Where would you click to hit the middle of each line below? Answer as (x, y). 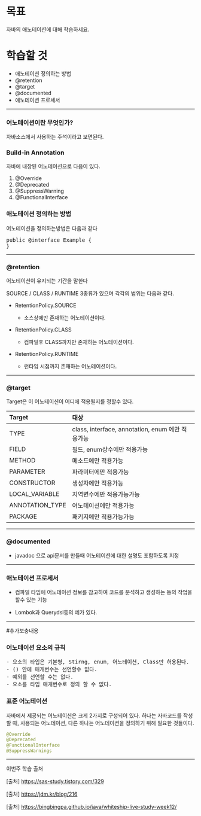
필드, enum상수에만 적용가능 (110, 450)
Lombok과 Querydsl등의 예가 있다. (56, 612)
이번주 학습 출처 (25, 769)
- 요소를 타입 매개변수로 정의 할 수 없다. (59, 684)
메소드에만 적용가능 (98, 461)
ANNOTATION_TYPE (38, 506)
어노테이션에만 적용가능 (103, 506)
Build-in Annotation (35, 153)
